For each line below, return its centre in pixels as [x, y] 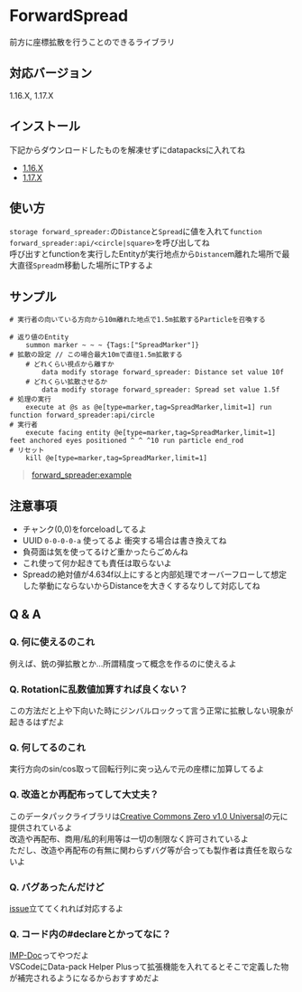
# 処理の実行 [30, 400]
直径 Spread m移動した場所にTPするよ [85, 265]
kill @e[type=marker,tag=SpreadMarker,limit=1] [116, 458]
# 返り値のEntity [39, 337]
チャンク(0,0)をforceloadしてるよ [84, 529]
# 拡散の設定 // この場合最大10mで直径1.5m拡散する [96, 355]
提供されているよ [41, 827]
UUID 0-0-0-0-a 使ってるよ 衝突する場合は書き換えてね [124, 540]
